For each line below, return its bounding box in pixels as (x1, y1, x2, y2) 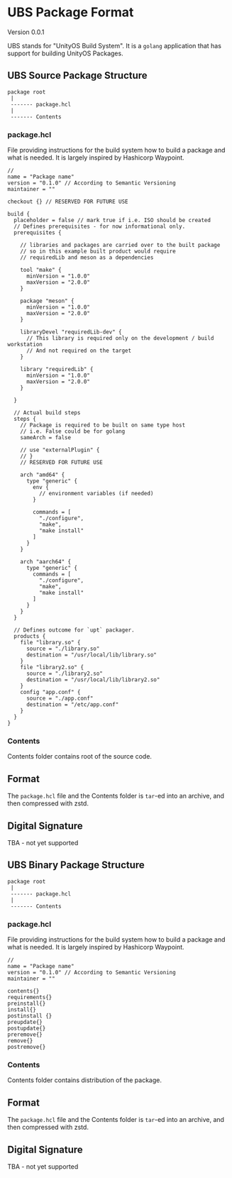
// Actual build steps (13, 409, 81, 417)
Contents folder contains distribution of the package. (7, 1076, 162, 1084)
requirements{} (7, 994, 53, 1001)
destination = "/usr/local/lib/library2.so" (26, 676, 160, 683)
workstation (7, 341, 43, 348)
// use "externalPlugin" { (20, 446, 100, 454)
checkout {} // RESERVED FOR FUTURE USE (7, 198, 129, 206)
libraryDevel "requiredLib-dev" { (20, 329, 122, 336)
